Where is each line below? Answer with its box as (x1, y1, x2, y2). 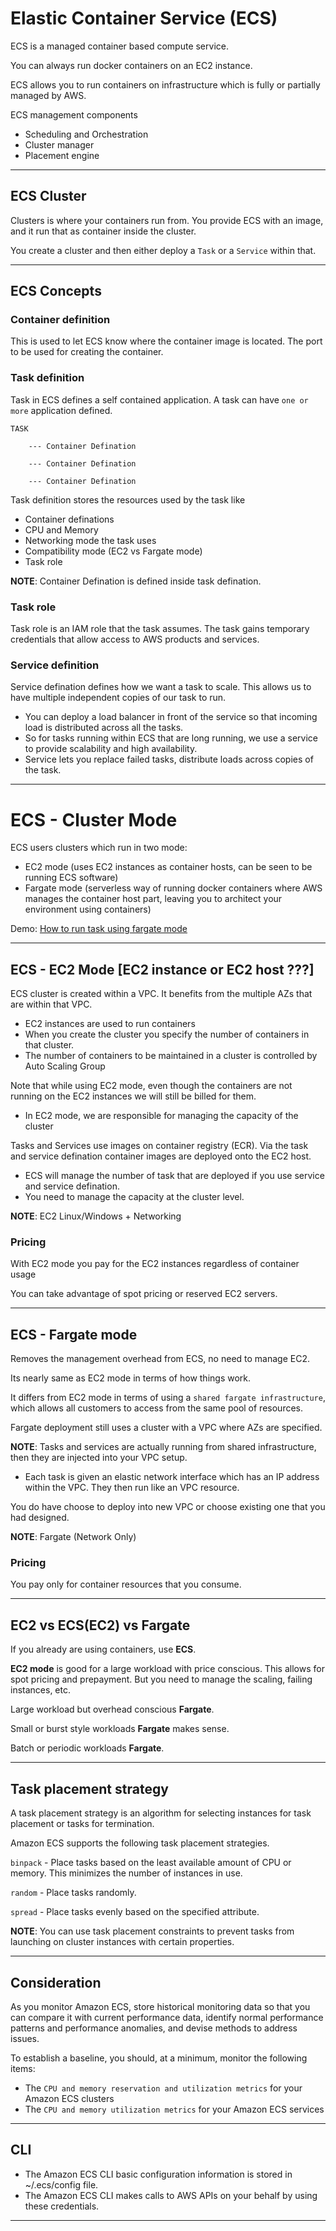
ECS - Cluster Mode (10, 808, 178, 831)
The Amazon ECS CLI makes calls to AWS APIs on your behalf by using (24, 2189, 318, 2201)
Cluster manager (24, 138, 95, 151)
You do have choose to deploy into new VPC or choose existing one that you (10, 1501, 326, 1513)
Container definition (10, 313, 111, 327)
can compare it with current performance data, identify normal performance (10, 2011, 324, 2023)
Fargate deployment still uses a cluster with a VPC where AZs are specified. (10, 1422, 323, 1434)
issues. (10, 2032, 40, 2044)
